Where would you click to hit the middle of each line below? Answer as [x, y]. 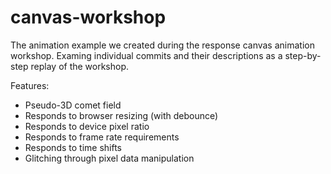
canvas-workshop [88, 17]
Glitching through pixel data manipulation [109, 158]
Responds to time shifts [73, 147]
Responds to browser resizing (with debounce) [121, 115]
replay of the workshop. [80, 66]
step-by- [303, 55]
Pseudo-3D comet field [73, 105]
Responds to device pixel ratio [87, 126]
